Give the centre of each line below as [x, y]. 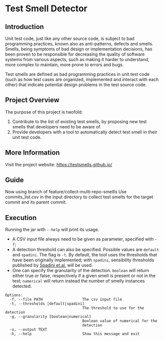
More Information [33, 153]
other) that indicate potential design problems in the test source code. [76, 85]
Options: [14, 295]
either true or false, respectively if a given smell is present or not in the [84, 276]
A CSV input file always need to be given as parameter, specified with [83, 239]
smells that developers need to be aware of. [57, 126]
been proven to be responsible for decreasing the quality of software [75, 54]
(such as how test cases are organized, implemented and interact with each [82, 79]
